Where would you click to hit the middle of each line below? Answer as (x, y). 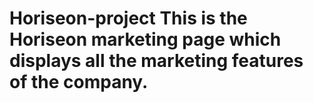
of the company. (79, 82)
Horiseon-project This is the (128, 18)
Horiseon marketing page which (145, 39)
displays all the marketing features (156, 61)
